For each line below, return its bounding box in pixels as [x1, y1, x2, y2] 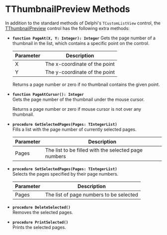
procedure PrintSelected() [12, 220, 69, 225]
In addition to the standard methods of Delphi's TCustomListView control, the [5, 20, 161, 26]
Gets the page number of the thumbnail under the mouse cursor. [12, 96, 145, 102]
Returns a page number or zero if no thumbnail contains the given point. [12, 81, 160, 87]
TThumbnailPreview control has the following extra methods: [5, 25, 130, 31]
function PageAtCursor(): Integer [12, 92, 84, 97]
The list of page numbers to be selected [45, 191, 138, 198]
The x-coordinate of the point [45, 60, 115, 67]
